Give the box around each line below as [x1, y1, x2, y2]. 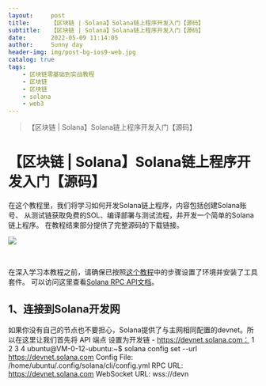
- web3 [22, 100, 44, 108]
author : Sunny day [8, 41, 83, 49]
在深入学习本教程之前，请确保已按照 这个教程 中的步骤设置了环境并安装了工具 [8, 267, 258, 277]
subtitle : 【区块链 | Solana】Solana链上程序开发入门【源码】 [8, 26, 204, 34]
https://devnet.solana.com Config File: [8, 352, 133, 361]
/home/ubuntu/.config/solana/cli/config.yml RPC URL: [8, 361, 184, 370]
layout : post [8, 11, 66, 20]
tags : [8, 63, 26, 71]
